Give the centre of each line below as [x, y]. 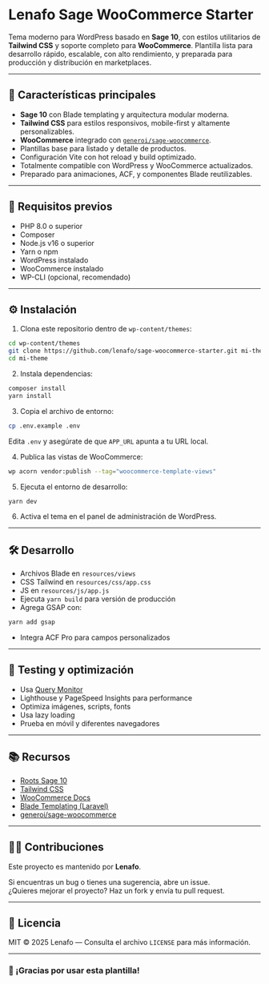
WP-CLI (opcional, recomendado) [75, 277]
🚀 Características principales [82, 95]
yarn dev [23, 501]
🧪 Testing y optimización [71, 670]
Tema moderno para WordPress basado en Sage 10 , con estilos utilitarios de [134, 37]
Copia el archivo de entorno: [67, 411]
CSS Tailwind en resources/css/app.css [85, 582]
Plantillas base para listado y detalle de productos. [103, 148]
